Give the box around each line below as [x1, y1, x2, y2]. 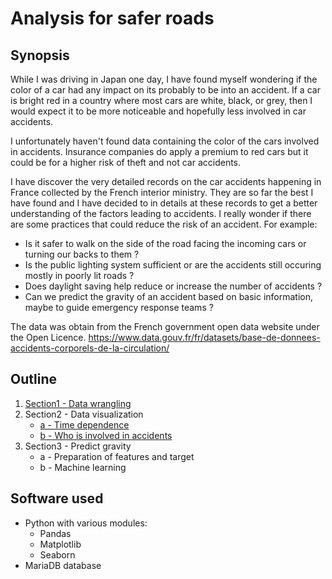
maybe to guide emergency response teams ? [24, 302, 214, 313]
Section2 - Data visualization [24, 408, 144, 420]
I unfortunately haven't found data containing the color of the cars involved [10, 135, 320, 147]
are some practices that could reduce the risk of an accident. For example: [10, 218, 318, 230]
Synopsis [10, 47, 70, 64]
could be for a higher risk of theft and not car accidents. [10, 157, 242, 168]
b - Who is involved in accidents [39, 429, 173, 441]
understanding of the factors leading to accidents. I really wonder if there [10, 208, 312, 219]
